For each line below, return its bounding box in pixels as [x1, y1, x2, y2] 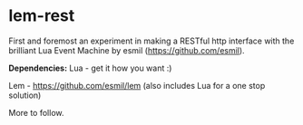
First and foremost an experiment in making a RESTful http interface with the [8, 35, 295, 46]
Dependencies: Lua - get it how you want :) [8, 62, 172, 73]
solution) [8, 90, 42, 101]
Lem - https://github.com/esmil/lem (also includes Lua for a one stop [8, 80, 266, 91]
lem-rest [8, 5, 75, 26]
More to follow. [8, 107, 64, 118]
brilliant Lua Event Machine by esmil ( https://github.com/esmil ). [8, 44, 246, 55]
